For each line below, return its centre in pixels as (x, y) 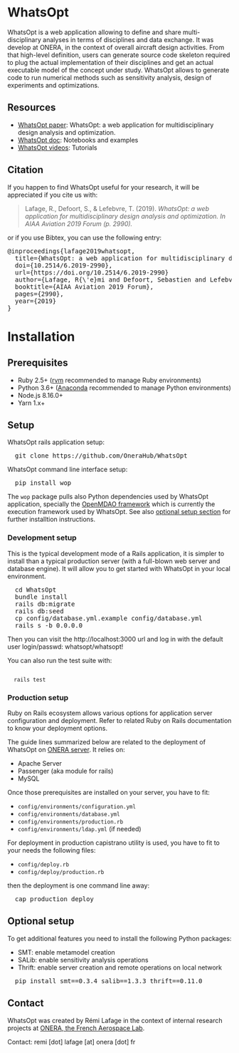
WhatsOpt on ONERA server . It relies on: (67, 749)
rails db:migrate (45, 604)
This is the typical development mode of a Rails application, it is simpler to (116, 553)
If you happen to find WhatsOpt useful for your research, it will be (103, 187)
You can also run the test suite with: (60, 660)
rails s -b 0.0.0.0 (49, 625)
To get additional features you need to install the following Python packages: (119, 938)
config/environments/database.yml (69, 814)
